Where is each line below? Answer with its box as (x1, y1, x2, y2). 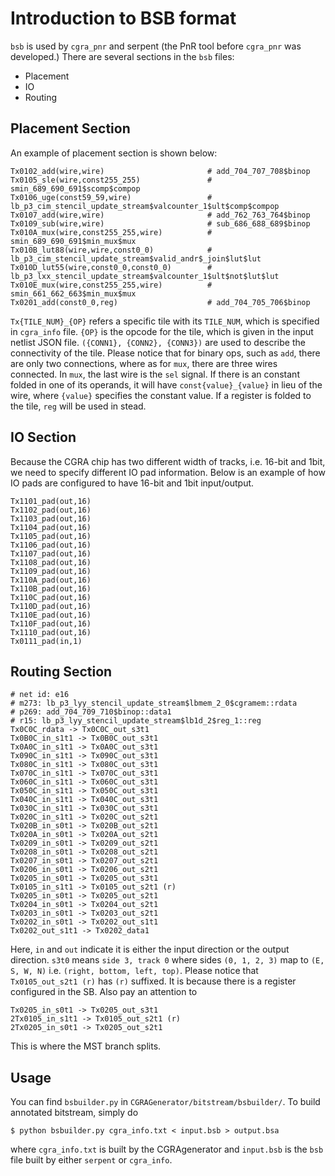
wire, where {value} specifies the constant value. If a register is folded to (10, 389, 312, 401)
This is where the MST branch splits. (10, 1040, 162, 1052)
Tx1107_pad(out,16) (10, 548, 92, 559)
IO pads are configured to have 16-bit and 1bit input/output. (10, 477, 255, 489)
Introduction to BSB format (10, 7, 237, 30)
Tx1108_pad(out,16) (10, 557, 92, 567)
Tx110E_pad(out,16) (10, 610, 92, 620)
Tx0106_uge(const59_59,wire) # (10, 192, 213, 202)
